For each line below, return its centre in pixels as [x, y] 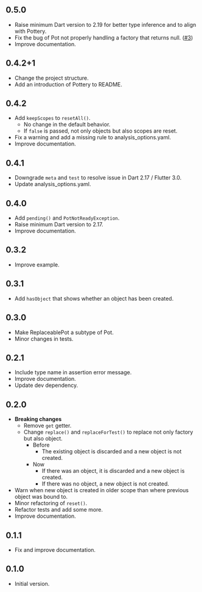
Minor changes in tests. [44, 339]
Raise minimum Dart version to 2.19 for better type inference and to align [105, 24]
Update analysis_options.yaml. [53, 184]
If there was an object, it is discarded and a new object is [113, 471]
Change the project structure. [51, 78]
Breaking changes [38, 419]
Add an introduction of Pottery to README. [68, 84]
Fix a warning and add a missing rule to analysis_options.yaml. [93, 138]
